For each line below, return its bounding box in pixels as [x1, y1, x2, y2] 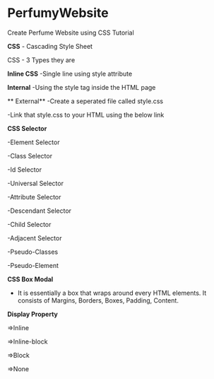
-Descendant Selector [7, 206, 72, 215]
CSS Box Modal [7, 274, 54, 284]
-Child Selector [7, 220, 52, 228]
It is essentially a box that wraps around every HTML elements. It [17, 288, 207, 297]
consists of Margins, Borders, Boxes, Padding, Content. [17, 296, 179, 305]
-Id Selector [7, 165, 42, 174]
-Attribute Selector [7, 192, 61, 201]
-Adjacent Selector [7, 233, 62, 242]
